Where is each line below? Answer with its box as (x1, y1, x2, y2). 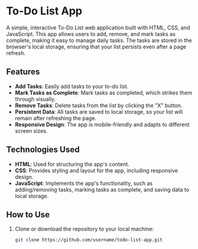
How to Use (6, 209, 50, 220)
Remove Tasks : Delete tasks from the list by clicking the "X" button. (14, 102, 182, 109)
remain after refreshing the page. (14, 114, 97, 122)
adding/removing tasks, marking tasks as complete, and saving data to (14, 186, 190, 193)
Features (6, 67, 40, 77)
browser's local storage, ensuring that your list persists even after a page (6, 43, 187, 50)
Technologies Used (6, 145, 80, 155)
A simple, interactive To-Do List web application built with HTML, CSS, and (6, 24, 190, 31)
